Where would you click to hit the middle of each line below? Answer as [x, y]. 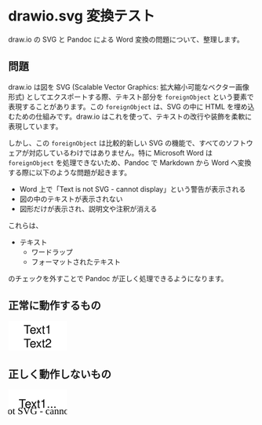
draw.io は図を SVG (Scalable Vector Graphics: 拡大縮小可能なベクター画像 [129, 86]
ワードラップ [52, 251]
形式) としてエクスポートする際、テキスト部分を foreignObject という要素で [131, 97]
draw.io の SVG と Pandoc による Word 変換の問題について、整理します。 [126, 39]
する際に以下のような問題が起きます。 [70, 172]
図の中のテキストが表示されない [71, 199]
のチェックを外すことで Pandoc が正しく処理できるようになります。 [118, 278]
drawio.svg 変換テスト [82, 16]
